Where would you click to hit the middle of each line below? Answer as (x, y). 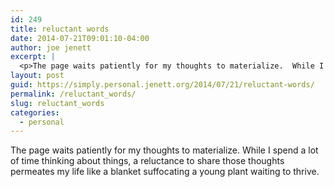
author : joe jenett (51, 47)
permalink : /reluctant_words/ (73, 94)
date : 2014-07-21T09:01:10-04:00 (80, 38)
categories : (35, 112)
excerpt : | (33, 57)
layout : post (37, 76)
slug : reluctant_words (57, 103)
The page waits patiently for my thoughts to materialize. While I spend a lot (164, 150)
